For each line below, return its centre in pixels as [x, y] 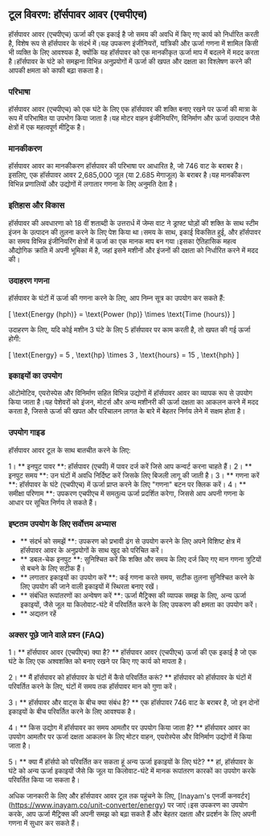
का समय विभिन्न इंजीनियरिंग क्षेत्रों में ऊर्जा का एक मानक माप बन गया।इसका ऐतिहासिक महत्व [123, 241]
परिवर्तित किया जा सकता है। [44, 780]
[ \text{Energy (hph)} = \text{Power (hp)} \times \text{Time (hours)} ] [122, 314]
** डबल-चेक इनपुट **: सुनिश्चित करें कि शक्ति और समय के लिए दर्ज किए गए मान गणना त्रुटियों [141, 559]
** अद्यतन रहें [38, 613]
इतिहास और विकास [37, 206]
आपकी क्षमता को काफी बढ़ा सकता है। [56, 70]
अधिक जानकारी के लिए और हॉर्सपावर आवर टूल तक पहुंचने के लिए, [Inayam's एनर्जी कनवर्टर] [129, 796]
